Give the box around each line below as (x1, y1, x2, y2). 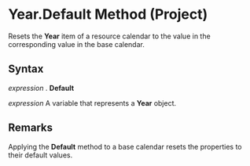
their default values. (8, 150, 73, 160)
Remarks (8, 121, 53, 135)
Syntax (8, 63, 44, 76)
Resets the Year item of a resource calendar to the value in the (8, 31, 211, 41)
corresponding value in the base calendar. (8, 39, 145, 49)
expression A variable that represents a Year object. (8, 98, 177, 107)
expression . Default (8, 83, 75, 92)
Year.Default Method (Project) (8, 5, 208, 23)
